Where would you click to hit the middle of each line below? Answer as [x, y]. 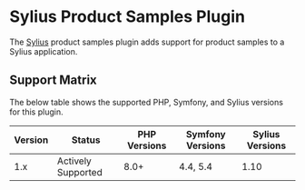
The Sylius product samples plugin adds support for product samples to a [147, 42]
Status [86, 140]
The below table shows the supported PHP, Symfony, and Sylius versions [147, 102]
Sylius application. [44, 51]
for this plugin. [36, 112]
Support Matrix [53, 80]
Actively [75, 161]
